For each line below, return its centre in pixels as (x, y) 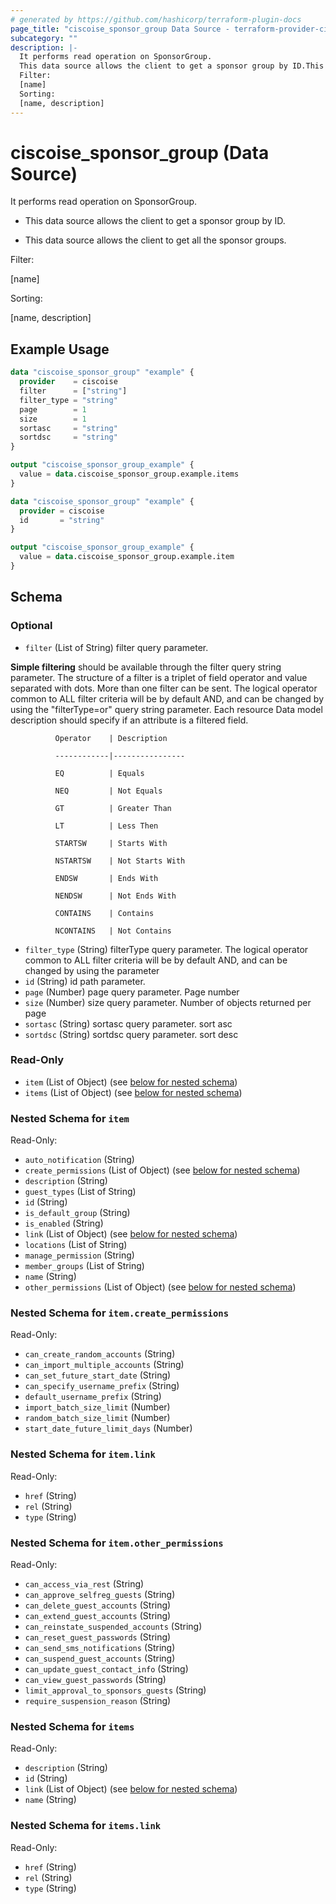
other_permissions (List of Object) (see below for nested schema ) (160, 1287)
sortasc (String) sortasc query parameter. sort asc (128, 1023)
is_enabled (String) (64, 1223)
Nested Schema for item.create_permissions (119, 1313)
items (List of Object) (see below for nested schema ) (133, 1092)
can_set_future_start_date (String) (98, 1375)
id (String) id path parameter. (85, 981)
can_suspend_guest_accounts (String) (100, 1658)
